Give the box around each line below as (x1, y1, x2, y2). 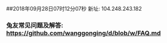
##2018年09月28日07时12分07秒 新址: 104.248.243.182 (6, 5, 142, 12)
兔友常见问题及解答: (6, 21, 64, 29)
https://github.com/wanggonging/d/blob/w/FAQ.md (6, 29, 161, 37)
